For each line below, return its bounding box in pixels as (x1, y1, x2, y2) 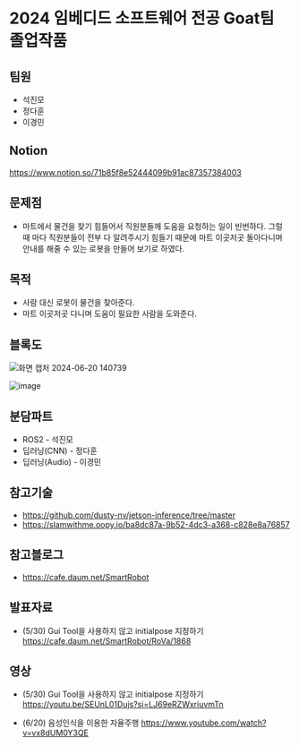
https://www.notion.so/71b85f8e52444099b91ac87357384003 (9, 167, 242, 177)
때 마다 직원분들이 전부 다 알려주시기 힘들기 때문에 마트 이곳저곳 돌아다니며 (21, 232, 284, 243)
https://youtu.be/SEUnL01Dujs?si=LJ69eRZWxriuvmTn (21, 699, 224, 710)
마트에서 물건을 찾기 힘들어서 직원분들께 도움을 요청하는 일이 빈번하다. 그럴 (21, 220, 284, 231)
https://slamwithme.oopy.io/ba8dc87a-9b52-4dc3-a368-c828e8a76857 (21, 519, 290, 529)
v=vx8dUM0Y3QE (21, 727, 90, 739)
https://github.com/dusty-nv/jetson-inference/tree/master (21, 510, 235, 520)
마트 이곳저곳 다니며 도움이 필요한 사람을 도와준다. (21, 308, 197, 319)
